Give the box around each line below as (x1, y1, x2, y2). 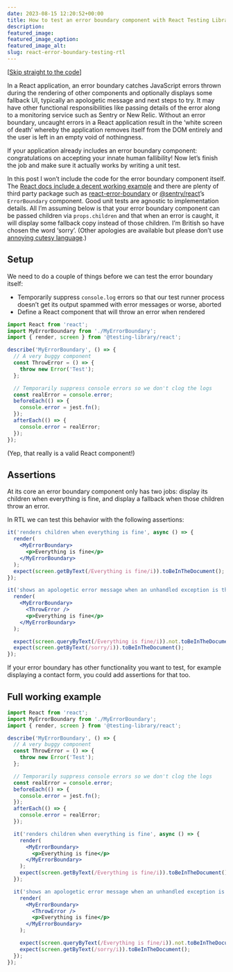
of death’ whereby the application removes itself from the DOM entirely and (7, 126, 223, 134)
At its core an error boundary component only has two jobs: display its (7, 487, 208, 496)
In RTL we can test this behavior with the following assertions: (7, 515, 184, 524)
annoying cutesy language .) (7, 233, 87, 241)
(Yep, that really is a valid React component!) (7, 449, 135, 457)
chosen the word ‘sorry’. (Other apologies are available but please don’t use (7, 226, 224, 235)
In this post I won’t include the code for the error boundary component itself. (7, 174, 226, 182)
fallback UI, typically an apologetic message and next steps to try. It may (7, 96, 215, 104)
